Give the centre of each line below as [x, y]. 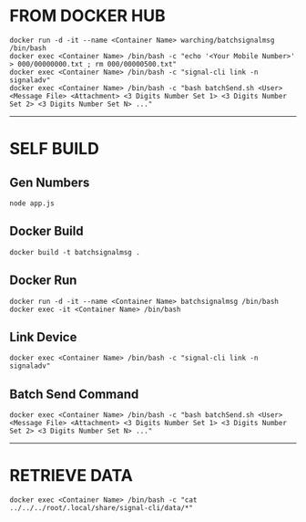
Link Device [43, 337]
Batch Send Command [74, 394]
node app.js [32, 203]
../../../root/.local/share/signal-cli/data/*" [102, 508]
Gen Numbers [50, 182]
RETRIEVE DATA [71, 476]
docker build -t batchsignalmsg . [75, 252]
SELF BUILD [55, 149]
